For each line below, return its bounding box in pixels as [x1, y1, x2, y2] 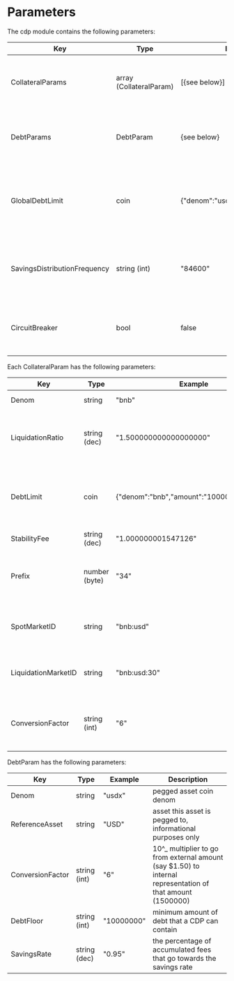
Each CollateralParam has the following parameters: [7, 362, 156, 371]
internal [153, 870, 178, 879]
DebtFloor [10, 916, 44, 925]
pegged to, [153, 814, 189, 824]
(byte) [83, 576, 104, 585]
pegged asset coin [153, 786, 214, 796]
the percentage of [153, 936, 212, 945]
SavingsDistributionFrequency [10, 263, 110, 273]
